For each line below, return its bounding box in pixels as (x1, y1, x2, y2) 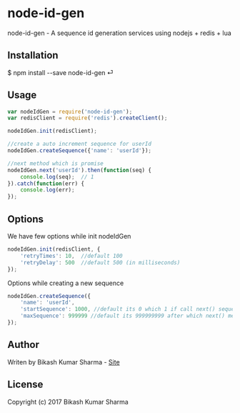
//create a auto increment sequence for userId (7, 141, 152, 148)
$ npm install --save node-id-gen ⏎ (7, 68, 114, 76)
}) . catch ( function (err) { (7, 180, 84, 187)
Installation (7, 49, 59, 61)
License (7, 379, 44, 391)
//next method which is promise (7, 159, 104, 167)
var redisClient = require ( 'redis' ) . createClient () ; (7, 114, 168, 122)
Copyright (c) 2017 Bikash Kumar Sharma (7, 397, 129, 406)
